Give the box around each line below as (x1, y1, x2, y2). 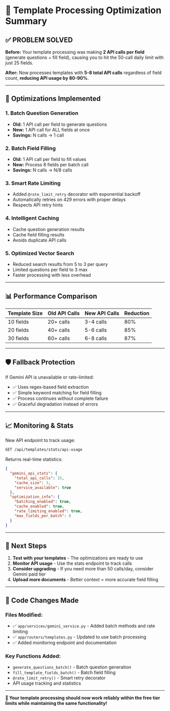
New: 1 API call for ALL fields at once (12, 126, 90, 132)
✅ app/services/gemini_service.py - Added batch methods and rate (12, 623, 155, 629)
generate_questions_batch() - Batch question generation (12, 664, 132, 670)
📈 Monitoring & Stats (5, 421, 74, 430)
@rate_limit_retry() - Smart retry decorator (12, 675, 106, 681)
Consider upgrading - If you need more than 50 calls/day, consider (12, 566, 153, 572)
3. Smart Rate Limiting (5, 180, 61, 187)
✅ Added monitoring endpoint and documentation (12, 639, 117, 646)
